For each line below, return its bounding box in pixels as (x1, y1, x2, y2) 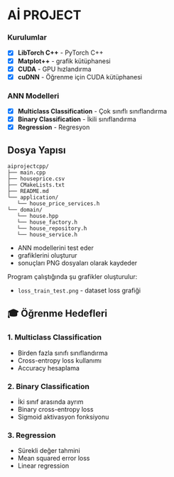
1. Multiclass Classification (7, 332, 102, 342)
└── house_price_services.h (16, 200, 100, 207)
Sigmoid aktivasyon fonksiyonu (17, 412, 109, 422)
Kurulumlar (7, 33, 48, 43)
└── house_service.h (16, 231, 78, 238)
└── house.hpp (16, 213, 59, 220)
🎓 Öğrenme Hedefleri (7, 307, 108, 319)
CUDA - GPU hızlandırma (17, 65, 92, 73)
